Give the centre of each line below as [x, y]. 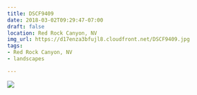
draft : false [26, 26]
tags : [15, 46]
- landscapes [26, 59]
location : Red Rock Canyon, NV [52, 33]
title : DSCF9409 [30, 14]
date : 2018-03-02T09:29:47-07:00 [55, 20]
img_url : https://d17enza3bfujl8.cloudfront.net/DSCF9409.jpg [98, 40]
